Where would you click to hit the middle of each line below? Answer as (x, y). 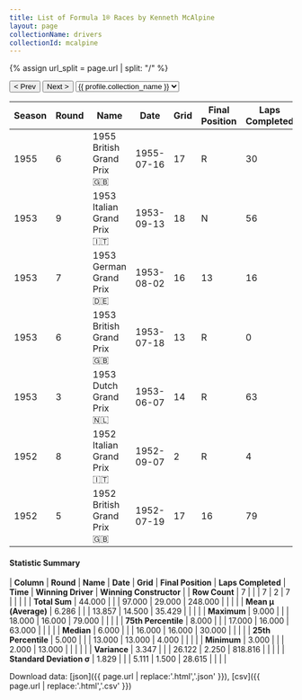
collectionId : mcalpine (54, 43)
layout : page (34, 26)
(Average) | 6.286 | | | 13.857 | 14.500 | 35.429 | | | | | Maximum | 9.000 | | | (149, 611)
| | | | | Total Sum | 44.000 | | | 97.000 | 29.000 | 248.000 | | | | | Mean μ (142, 602)
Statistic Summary (45, 563)
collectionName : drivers (56, 34)
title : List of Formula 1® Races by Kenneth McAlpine (112, 18)
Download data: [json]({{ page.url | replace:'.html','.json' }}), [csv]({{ (135, 677)
